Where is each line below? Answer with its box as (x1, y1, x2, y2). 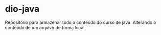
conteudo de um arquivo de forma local (5, 24, 85, 30)
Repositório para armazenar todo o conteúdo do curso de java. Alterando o (5, 19, 157, 25)
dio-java (5, 3, 40, 15)
